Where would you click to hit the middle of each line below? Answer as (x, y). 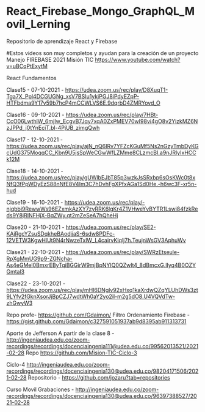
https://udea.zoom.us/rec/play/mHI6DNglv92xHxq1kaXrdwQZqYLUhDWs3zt (102, 290)
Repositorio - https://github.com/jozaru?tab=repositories (99, 377)
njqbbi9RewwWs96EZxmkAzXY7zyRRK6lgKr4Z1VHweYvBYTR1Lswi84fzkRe (102, 209)
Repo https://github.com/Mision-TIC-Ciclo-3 (81, 353)
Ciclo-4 (16, 364)
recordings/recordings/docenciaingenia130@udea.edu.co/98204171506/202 (103, 371)
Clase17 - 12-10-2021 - (34, 140)
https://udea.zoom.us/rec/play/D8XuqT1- (117, 89)
